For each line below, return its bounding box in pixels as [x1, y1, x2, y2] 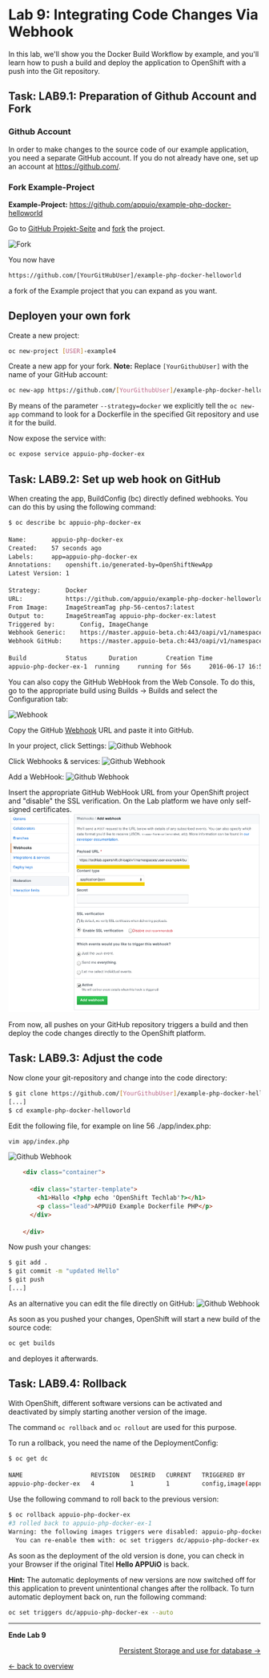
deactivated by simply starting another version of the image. [8, 1407, 207, 1416]
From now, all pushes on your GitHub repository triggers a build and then [8, 1020, 248, 1030]
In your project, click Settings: [8, 741, 106, 750]
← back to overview [8, 1661, 74, 1671]
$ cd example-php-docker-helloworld [8, 1106, 130, 1115]
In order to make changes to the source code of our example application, [8, 144, 249, 154]
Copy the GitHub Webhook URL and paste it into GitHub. [8, 725, 195, 735]
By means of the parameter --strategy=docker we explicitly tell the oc [8, 401, 238, 411]
